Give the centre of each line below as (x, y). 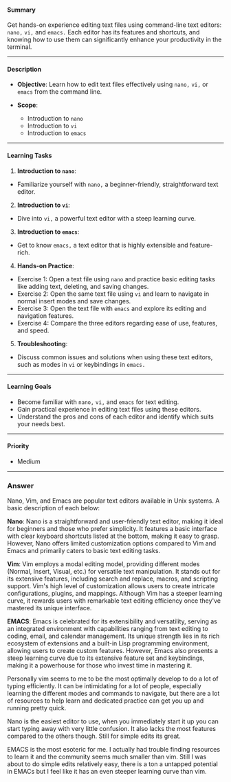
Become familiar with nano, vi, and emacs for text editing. (98, 402)
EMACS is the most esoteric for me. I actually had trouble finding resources (114, 750)
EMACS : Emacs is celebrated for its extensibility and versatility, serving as (112, 621)
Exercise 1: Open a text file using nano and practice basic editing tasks (116, 279)
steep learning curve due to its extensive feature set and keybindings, (106, 658)
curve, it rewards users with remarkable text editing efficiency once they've (114, 601)
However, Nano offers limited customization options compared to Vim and (112, 543)
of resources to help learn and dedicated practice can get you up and (106, 701)
